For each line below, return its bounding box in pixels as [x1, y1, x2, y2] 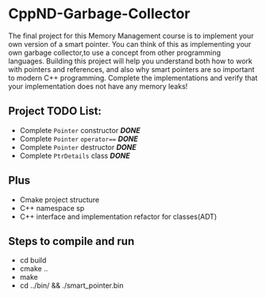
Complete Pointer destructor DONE [19, 142, 137, 151]
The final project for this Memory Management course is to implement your [8, 31, 254, 40]
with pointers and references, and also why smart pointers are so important [8, 64, 255, 74]
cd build [19, 255, 47, 266]
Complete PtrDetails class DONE [19, 151, 131, 160]
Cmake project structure [19, 195, 100, 204]
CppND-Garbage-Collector [8, 5, 191, 23]
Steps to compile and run [8, 235, 135, 248]
